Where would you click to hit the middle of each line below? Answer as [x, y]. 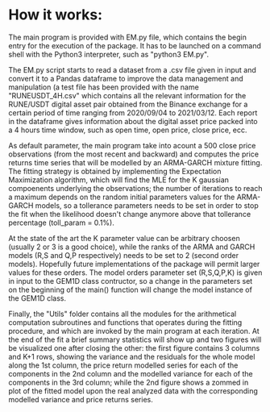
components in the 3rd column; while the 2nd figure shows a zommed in [129, 382]
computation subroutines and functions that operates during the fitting [125, 322]
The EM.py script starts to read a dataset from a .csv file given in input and [132, 69]
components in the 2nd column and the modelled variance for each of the [131, 373]
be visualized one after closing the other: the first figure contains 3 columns [134, 347]
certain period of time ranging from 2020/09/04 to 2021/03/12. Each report [133, 112]
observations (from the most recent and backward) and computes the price [134, 154]
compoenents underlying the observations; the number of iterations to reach [135, 188]
